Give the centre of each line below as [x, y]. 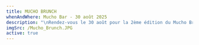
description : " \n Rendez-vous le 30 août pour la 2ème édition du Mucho [96, 22]
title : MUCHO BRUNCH [32, 11]
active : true [22, 33]
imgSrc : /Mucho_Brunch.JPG [39, 28]
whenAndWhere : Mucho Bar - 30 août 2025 [57, 17]
